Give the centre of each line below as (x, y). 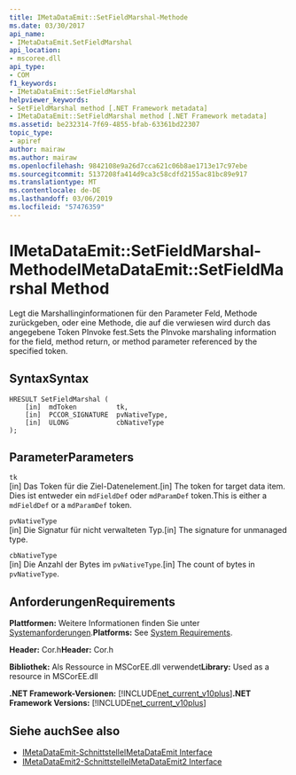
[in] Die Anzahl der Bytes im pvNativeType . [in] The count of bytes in (132, 565)
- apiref (25, 141)
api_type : (27, 67)
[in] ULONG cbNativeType (95, 422)
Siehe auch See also (65, 731)
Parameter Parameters (72, 457)
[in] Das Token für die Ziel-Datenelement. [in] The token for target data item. (148, 486)
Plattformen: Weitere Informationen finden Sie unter (105, 623)
